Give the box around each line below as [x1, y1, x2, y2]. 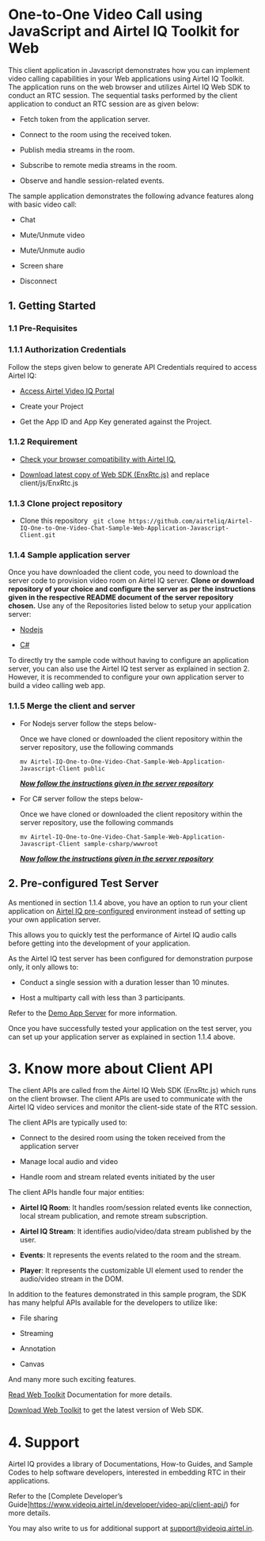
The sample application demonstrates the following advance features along [8, 191, 255, 200]
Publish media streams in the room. [19, 145, 135, 154]
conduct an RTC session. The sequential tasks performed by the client [8, 90, 238, 100]
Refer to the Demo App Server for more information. [8, 1008, 178, 1018]
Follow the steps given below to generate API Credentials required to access [8, 362, 257, 371]
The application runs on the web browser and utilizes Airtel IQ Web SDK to [8, 82, 251, 92]
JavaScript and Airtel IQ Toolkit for [8, 22, 240, 40]
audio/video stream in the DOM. [19, 1274, 124, 1284]
